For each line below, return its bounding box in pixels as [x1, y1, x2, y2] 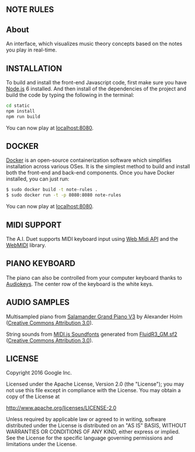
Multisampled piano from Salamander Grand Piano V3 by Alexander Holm [6, 313, 183, 320]
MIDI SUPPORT [6, 220, 62, 230]
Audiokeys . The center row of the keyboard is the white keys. [6, 280, 154, 287]
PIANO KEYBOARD [6, 259, 76, 269]
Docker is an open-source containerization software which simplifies [6, 157, 172, 164]
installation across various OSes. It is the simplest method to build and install [6, 163, 190, 170]
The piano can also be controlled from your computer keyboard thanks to [6, 274, 182, 281]
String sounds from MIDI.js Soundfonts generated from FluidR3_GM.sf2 [6, 331, 177, 338]
